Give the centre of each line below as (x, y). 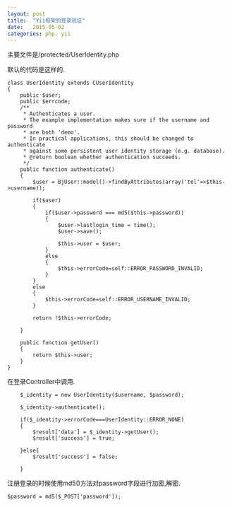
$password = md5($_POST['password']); (64, 497)
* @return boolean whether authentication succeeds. (102, 157)
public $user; (41, 95)
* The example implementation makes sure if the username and (116, 120)
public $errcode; (45, 102)
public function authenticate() (67, 170)
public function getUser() (60, 343)
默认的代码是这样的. (36, 70)
